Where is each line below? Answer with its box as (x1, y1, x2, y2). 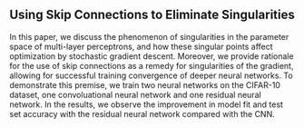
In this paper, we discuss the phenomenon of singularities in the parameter (9, 31, 289, 42)
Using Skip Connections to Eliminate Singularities (9, 7, 295, 23)
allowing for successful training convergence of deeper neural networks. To (9, 70, 293, 81)
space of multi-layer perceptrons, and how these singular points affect (9, 41, 274, 52)
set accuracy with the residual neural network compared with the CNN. (9, 108, 275, 119)
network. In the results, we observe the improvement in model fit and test (9, 99, 284, 110)
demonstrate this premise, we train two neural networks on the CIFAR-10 (9, 79, 281, 90)
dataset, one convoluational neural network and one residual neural (9, 89, 261, 100)
